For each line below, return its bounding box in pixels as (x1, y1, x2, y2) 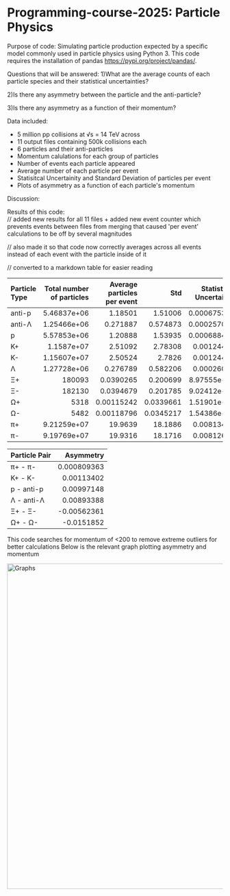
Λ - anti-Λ (10, 495, 44, 505)
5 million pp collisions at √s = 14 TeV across (16, 130, 140, 138)
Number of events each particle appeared (16, 159, 136, 167)
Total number (44, 284, 89, 293)
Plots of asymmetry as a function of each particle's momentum (16, 181, 195, 189)
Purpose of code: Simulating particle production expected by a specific (7, 42, 208, 50)
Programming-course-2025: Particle (7, 5, 220, 21)
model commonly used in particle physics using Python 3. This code (7, 49, 200, 58)
